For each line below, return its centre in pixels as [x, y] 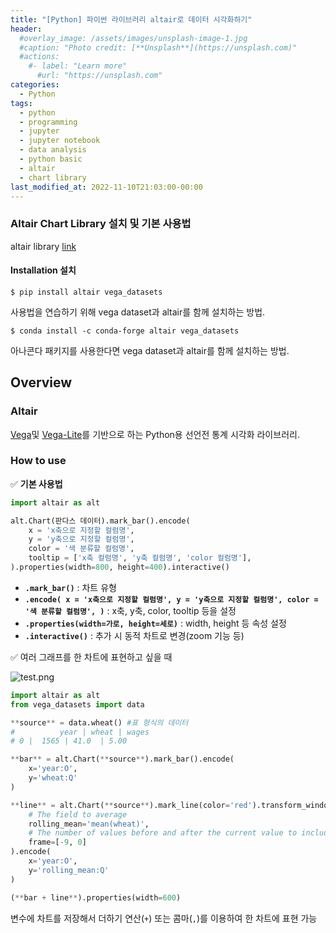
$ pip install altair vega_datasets [86, 292]
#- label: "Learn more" [78, 66]
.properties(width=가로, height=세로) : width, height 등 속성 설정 [155, 623]
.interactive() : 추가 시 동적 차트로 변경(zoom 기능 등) [134, 635]
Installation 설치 [43, 270]
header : [26, 29]
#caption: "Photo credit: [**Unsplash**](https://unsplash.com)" [158, 47]
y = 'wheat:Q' [53, 778]
